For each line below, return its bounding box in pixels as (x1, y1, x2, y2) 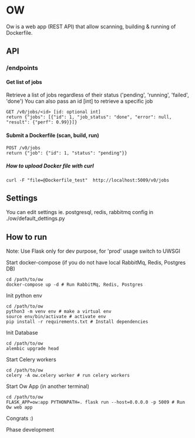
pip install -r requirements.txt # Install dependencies (6, 319, 149, 325)
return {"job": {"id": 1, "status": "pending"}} (6, 150, 127, 156)
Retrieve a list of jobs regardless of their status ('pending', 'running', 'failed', (6, 92, 189, 99)
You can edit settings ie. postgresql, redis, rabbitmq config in (6, 209, 154, 216)
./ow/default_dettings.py (6, 215, 65, 222)
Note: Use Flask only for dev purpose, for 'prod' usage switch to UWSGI (6, 248, 180, 255)
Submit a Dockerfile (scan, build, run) (6, 132, 99, 139)
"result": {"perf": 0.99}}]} (6, 119, 78, 125)
